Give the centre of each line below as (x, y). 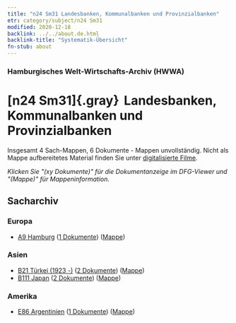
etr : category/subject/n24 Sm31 (55, 20)
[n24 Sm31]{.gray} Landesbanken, (112, 101)
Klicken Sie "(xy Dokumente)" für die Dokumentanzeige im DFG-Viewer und (117, 171)
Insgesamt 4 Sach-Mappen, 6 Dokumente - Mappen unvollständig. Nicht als (118, 150)
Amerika (22, 296)
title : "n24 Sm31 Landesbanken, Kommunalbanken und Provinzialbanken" (113, 14)
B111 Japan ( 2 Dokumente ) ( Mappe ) (69, 278)
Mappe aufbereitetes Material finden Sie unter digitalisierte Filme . (102, 158)
